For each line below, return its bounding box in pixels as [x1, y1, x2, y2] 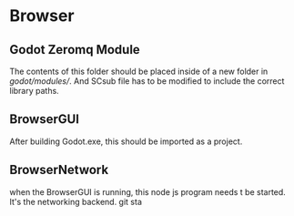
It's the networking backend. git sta [9, 196, 143, 207]
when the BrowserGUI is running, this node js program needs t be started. [9, 186, 287, 197]
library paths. [9, 86, 59, 96]
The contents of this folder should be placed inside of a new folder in [9, 66, 269, 77]
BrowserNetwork [9, 162, 109, 178]
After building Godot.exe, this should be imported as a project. [9, 136, 243, 147]
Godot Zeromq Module [9, 42, 141, 57]
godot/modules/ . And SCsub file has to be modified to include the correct [9, 76, 285, 87]
